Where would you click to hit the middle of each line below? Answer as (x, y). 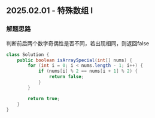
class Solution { (28, 55)
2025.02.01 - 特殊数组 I (50, 11)
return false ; (66, 77)
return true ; (44, 98)
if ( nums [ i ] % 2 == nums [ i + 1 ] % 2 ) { (88, 71)
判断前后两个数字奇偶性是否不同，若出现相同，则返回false (78, 43)
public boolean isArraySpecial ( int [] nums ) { (75, 60)
